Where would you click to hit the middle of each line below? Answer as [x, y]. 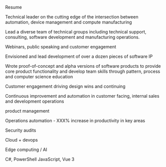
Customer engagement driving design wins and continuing [65, 86]
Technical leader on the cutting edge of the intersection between [72, 17]
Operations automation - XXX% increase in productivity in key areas [75, 121]
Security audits [21, 130]
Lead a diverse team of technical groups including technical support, [76, 32]
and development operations [35, 101]
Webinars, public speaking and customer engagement [61, 47]
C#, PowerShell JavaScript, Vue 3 [40, 159]
